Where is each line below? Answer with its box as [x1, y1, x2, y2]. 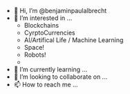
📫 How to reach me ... [13, 80, 78, 88]
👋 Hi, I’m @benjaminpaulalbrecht [13, 7, 107, 15]
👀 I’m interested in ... [13, 14, 73, 22]
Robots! [24, 50, 46, 59]
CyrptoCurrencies [24, 28, 75, 37]
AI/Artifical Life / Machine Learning [24, 36, 124, 44]
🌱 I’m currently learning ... [13, 66, 88, 73]
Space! [24, 44, 45, 51]
